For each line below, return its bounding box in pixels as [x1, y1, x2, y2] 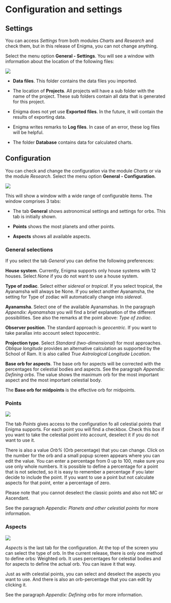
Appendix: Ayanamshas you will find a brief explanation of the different [5, 309, 156, 315]
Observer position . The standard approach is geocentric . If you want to [5, 325, 157, 331]
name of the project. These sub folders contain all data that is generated [12, 93, 165, 99]
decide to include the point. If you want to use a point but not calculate [5, 475, 155, 481]
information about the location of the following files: [5, 58, 114, 64]
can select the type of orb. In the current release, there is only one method [5, 550, 163, 556]
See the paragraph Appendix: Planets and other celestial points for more [5, 505, 159, 511]
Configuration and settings [5, 4, 122, 15]
